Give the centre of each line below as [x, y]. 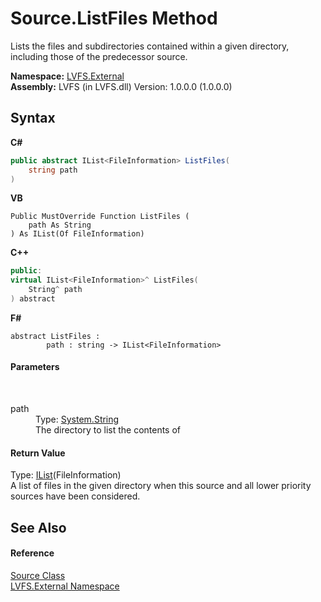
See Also [38, 527]
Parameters [35, 367]
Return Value [38, 453]
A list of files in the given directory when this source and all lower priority [161, 486]
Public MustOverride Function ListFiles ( [100, 217]
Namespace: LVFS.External [67, 76]
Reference [32, 553]
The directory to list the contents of [108, 430]
